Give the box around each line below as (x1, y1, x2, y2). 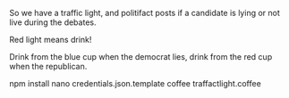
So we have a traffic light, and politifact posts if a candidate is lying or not (9, 8, 280, 18)
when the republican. (9, 61, 88, 71)
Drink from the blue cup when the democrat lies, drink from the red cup (9, 52, 273, 61)
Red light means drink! (9, 35, 92, 45)
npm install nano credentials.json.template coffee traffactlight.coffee (9, 78, 261, 88)
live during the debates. (9, 17, 97, 28)
